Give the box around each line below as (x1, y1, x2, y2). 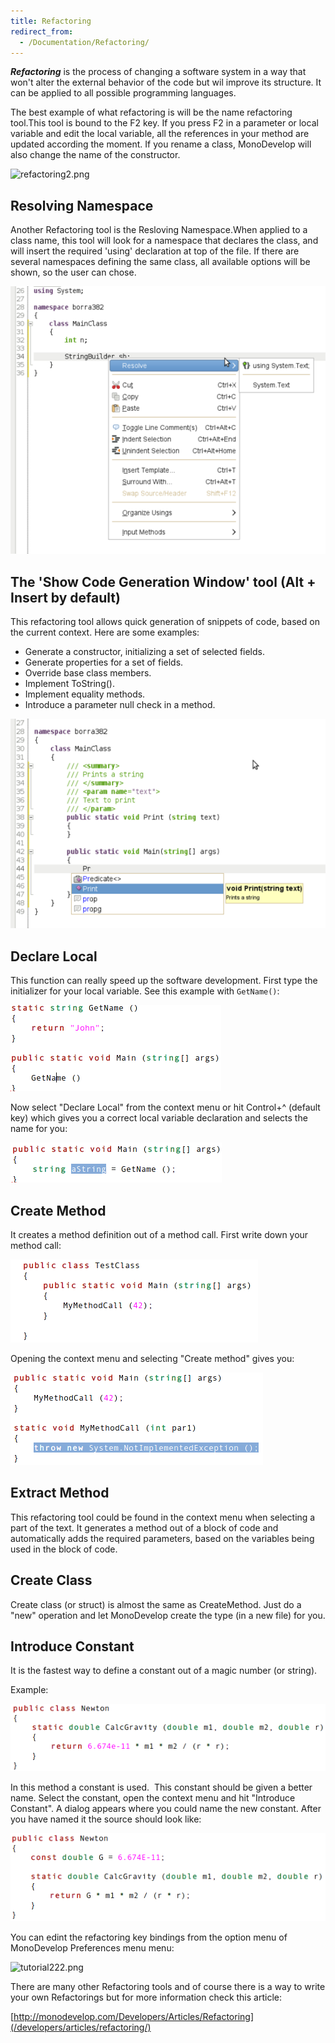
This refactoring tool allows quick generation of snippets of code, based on (10, 615, 320, 627)
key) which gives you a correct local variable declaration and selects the (10, 1112, 308, 1124)
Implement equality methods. (24, 688, 146, 700)
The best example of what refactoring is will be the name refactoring (10, 106, 293, 119)
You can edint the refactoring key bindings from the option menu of (10, 1931, 288, 1943)
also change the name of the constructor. (10, 149, 181, 161)
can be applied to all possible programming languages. (10, 87, 237, 99)
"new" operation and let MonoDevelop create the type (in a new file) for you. (10, 1609, 326, 1621)
